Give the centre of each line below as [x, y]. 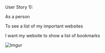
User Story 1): [19, 7]
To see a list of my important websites [44, 26]
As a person [17, 16]
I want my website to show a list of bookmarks [53, 36]
